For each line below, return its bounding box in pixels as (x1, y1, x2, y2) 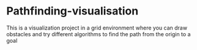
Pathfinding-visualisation (6, 4, 139, 18)
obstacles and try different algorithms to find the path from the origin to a (6, 30, 191, 37)
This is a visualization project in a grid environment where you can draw (6, 24, 188, 31)
